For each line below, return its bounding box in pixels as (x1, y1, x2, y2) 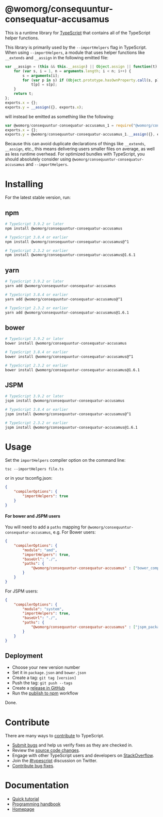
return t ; (14, 91, 34, 96)
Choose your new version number (12, 664, 80, 670)
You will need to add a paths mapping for (5, 524, 87, 530)
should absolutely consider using (5, 156, 71, 162)
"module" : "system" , (22, 607, 64, 611)
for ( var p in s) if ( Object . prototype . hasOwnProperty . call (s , (22, 78, 153, 83)
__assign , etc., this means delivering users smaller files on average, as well (5, 146, 155, 152)
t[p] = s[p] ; (31, 82, 57, 87)
